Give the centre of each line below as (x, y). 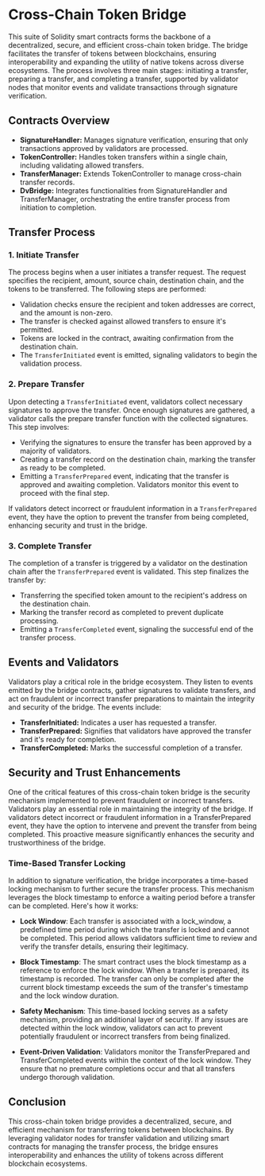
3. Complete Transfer (50, 546)
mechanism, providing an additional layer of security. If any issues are (134, 1019)
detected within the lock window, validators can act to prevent (121, 1027)
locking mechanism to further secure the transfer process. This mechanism (131, 888)
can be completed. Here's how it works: (73, 905)
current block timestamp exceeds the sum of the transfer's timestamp (134, 987)
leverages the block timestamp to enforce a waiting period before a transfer (132, 897)
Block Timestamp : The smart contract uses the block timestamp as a (133, 961)
